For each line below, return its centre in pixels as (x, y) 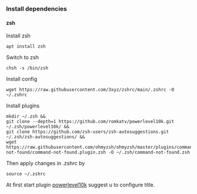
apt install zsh (26, 47)
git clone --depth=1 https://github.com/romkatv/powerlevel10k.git (90, 122)
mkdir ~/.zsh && (26, 117)
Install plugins (23, 106)
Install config (22, 79)
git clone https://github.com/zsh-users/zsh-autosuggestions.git (87, 132)
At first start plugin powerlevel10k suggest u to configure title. (81, 185)
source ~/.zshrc (26, 174)
